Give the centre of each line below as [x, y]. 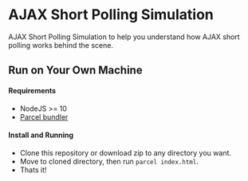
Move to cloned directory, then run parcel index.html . [109, 161]
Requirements [32, 90]
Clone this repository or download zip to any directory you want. [126, 152]
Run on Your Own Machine [75, 71]
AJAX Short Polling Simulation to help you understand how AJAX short [124, 37]
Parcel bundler [44, 116]
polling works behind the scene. [61, 45]
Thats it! [33, 170]
